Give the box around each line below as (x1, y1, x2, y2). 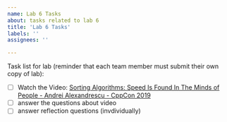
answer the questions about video (17, 99, 117, 107)
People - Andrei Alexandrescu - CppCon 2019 (17, 91, 152, 99)
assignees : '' (7, 37, 49, 44)
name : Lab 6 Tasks (7, 10, 61, 18)
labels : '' (7, 30, 39, 37)
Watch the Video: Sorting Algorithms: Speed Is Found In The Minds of (17, 83, 220, 92)
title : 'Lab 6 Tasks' (7, 23, 71, 30)
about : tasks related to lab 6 (7, 17, 99, 24)
